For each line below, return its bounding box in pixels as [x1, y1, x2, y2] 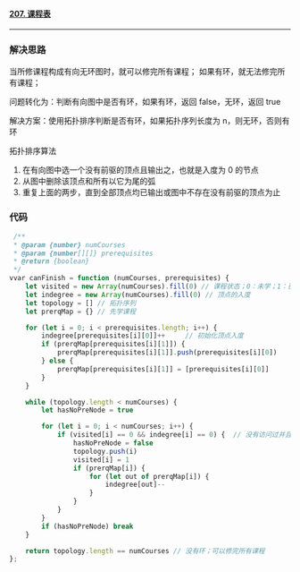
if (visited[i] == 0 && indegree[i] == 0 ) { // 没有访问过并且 [56, 431, 292, 440]
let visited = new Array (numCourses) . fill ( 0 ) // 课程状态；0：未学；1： [25, 282, 288, 291]
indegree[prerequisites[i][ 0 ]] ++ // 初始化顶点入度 [41, 331, 244, 340]
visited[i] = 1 [72, 455, 129, 465]
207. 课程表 [9, 8, 51, 19]
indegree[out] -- [104, 480, 166, 490]
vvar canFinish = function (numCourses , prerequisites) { [9, 274, 229, 283]
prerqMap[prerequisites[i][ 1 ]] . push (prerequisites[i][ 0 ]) [56, 348, 278, 357]
